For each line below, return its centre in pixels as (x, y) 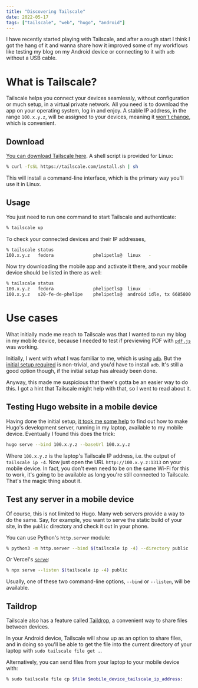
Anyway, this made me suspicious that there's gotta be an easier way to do (97, 382)
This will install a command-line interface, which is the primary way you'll (95, 178)
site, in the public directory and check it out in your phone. (77, 526)
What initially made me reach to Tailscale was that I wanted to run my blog (96, 334)
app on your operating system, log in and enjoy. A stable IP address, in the (96, 111)
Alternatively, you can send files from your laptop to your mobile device (93, 662)
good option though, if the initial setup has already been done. (82, 371)
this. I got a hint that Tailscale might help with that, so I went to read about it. (99, 388)
